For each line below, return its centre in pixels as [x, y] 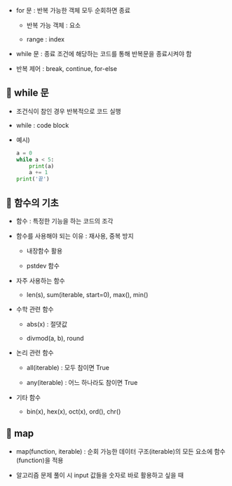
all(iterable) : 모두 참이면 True [68, 368]
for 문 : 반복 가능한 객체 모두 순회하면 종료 [73, 10]
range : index [46, 39]
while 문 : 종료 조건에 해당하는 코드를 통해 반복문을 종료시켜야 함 [104, 54]
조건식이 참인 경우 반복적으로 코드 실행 [68, 111]
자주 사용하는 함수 [40, 281]
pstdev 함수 [43, 266]
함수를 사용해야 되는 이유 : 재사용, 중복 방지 [75, 236]
